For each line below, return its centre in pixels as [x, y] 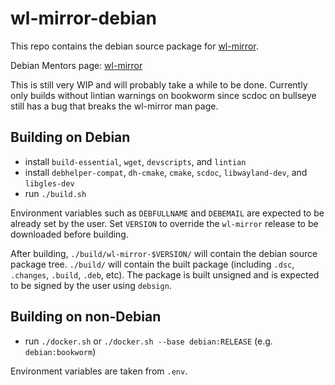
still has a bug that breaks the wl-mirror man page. [114, 106]
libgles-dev [49, 183]
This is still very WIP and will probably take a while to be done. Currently [159, 84]
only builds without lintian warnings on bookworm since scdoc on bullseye [163, 95]
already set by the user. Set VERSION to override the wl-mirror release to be [164, 223]
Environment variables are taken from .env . [99, 371]
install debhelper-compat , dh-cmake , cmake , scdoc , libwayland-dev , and [166, 172]
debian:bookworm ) [60, 351]
